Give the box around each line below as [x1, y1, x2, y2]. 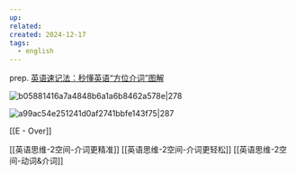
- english [17, 47, 54, 56]
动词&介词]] [21, 155, 64, 167]
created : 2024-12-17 [9, 30, 87, 39]
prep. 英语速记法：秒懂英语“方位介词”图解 [9, 73, 165, 84]
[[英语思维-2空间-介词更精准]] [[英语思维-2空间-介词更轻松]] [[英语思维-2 [9, 144, 280, 155]
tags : [9, 38, 30, 48]
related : [9, 22, 42, 31]
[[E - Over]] [9, 125, 52, 136]
